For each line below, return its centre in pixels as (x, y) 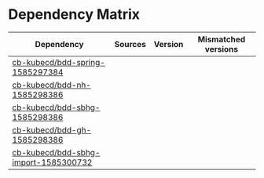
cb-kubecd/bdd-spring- (59, 62)
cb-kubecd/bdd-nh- (52, 85)
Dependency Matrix (74, 15)
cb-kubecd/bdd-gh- (52, 129)
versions (221, 49)
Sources (130, 44)
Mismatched (222, 39)
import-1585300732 (52, 162)
